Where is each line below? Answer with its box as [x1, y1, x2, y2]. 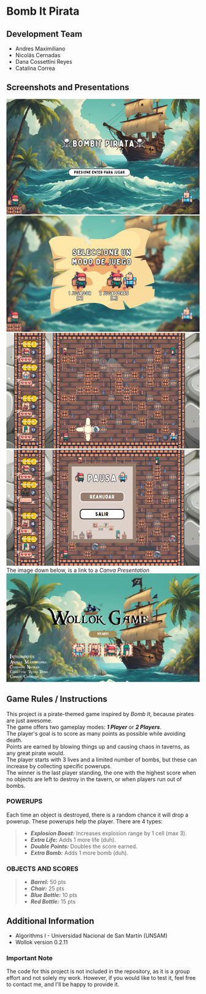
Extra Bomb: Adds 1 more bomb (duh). [30, 849, 129, 857]
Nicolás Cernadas [15, 52, 61, 59]
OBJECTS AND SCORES [6, 864, 78, 873]
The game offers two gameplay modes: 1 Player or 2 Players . [6, 723, 162, 731]
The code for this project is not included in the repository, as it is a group [6, 968, 190, 975]
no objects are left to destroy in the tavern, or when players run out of [6, 775, 182, 783]
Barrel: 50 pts [30, 879, 66, 886]
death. [6, 736, 23, 744]
